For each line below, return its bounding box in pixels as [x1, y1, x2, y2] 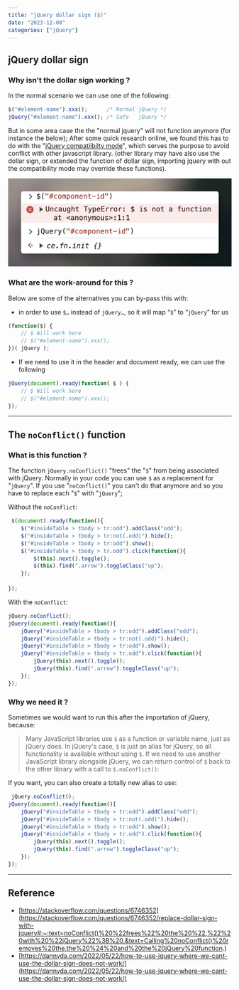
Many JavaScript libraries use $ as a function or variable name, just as [25, 734, 230, 743]
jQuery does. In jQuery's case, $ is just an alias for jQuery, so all [25, 742, 212, 750]
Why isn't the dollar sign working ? [8, 75, 130, 85]
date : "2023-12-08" [8, 19, 66, 26]
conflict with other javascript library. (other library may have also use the [8, 149, 221, 157]
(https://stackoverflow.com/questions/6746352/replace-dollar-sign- [18, 913, 218, 922]
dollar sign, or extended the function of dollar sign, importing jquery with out [8, 157, 231, 165]
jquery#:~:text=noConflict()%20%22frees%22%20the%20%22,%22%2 [18, 929, 231, 937]
